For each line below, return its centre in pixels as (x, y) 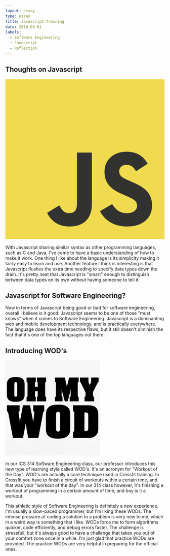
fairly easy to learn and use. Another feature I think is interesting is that (79, 263)
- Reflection (24, 48)
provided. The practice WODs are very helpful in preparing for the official (81, 544)
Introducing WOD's (36, 351)
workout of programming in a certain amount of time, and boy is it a (75, 491)
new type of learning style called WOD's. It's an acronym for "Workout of (81, 469)
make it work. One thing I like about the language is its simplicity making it (82, 258)
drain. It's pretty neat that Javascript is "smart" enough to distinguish (77, 274)
